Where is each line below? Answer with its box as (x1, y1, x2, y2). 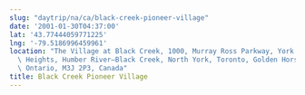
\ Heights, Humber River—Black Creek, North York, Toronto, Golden (17, 55, 279, 64)
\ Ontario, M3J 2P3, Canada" (17, 64, 128, 73)
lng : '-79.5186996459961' (9, 38, 107, 48)
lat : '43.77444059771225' (9, 30, 107, 39)
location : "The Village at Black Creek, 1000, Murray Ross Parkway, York (9, 47, 295, 56)
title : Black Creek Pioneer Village (9, 72, 148, 81)
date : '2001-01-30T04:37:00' (9, 22, 120, 31)
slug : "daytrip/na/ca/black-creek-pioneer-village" (9, 13, 209, 23)
